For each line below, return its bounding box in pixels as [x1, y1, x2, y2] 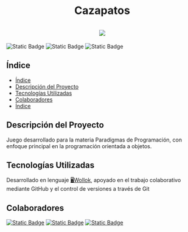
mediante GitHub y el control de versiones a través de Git [6, 185, 150, 193]
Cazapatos [74, 4, 131, 18]
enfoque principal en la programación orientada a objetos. [6, 142, 152, 149]
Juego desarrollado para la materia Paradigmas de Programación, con [6, 136, 183, 143]
